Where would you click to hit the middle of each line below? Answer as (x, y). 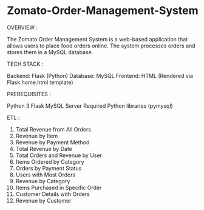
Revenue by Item (37, 136)
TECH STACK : (25, 64)
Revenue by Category (43, 181)
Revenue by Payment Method (53, 142)
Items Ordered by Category (50, 161)
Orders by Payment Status (49, 168)
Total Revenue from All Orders (53, 129)
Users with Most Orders (46, 175)
